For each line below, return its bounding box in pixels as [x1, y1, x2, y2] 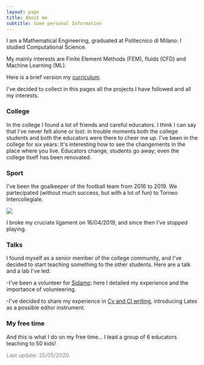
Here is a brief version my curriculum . [6, 74, 101, 81]
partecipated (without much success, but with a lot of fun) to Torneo [6, 189, 178, 196]
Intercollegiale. [6, 195, 44, 203]
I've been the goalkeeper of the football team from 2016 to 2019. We [6, 182, 178, 190]
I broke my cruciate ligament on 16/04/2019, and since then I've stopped [6, 219, 188, 226]
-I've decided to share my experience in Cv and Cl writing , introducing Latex [6, 297, 198, 305]
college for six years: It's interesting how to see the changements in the [6, 140, 186, 148]
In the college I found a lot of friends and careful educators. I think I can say [6, 121, 197, 128]
